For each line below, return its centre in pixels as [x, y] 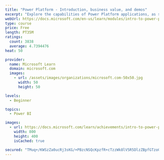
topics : [13, 109]
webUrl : [13, 19]
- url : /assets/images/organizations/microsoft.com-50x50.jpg [78, 78]
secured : [14, 150]
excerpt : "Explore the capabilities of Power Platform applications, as [81, 14]
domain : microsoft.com [32, 69]
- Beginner [20, 100]
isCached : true [29, 141]
